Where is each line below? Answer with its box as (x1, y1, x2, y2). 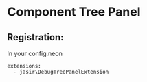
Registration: (7, 31, 64, 43)
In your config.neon (7, 49, 63, 57)
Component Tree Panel (7, 4, 141, 20)
